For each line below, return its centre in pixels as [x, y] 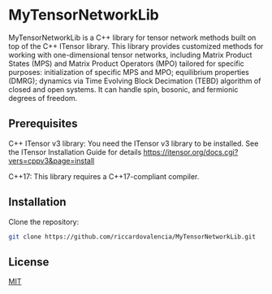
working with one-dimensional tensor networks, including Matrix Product [130, 55]
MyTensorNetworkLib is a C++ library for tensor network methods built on [132, 37]
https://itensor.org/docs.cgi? [191, 151]
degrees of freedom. [43, 98]
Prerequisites [43, 124]
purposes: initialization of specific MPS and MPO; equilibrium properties [129, 72]
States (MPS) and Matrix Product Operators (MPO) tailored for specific [127, 64]
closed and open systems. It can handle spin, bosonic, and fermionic [123, 89]
